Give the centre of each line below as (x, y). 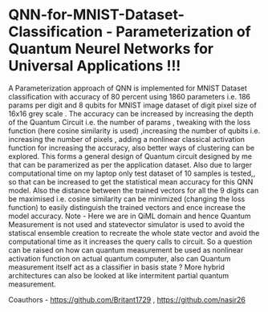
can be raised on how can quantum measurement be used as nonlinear (126, 249)
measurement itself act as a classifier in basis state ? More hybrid (117, 267)
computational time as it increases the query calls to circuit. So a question (130, 241)
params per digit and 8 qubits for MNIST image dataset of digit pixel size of (132, 105)
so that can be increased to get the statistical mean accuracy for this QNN (131, 181)
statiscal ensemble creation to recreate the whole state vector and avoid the (134, 233)
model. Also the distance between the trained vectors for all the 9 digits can (134, 190)
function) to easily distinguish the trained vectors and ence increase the (127, 207)
